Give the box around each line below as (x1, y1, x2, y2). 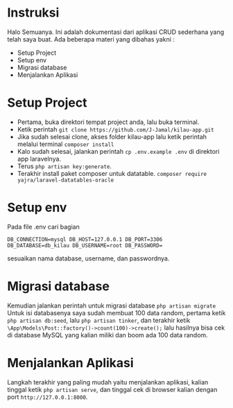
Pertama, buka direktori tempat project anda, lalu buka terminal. (17, 118, 200, 126)
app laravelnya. (17, 154, 61, 163)
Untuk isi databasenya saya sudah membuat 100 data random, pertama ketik (7, 308, 226, 317)
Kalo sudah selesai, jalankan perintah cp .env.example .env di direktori (17, 147, 220, 155)
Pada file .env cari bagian (7, 222, 80, 231)
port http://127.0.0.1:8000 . (7, 393, 88, 401)
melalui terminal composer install (17, 140, 114, 148)
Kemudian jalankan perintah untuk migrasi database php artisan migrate (7, 301, 216, 310)
